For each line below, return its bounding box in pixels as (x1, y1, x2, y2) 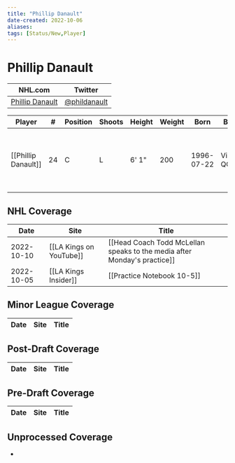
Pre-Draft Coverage (7, 387, 94, 399)
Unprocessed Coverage (7, 431, 113, 443)
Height (130, 117, 153, 127)
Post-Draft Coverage (7, 343, 100, 355)
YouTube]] (48, 251, 84, 260)
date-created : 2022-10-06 (7, 17, 83, 24)
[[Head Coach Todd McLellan (108, 238, 205, 247)
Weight (159, 117, 185, 127)
